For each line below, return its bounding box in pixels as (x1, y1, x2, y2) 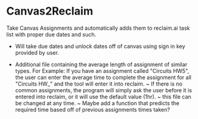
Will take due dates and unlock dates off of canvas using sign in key (15, 42, 185, 50)
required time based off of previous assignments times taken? (15, 106, 170, 113)
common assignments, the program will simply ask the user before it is (15, 86, 193, 93)
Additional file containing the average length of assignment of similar (15, 61, 188, 68)
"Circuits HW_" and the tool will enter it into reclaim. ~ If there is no (15, 80, 183, 87)
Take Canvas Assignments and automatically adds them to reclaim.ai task (6, 24, 190, 32)
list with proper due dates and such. (6, 30, 97, 38)
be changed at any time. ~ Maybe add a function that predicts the (15, 99, 180, 107)
